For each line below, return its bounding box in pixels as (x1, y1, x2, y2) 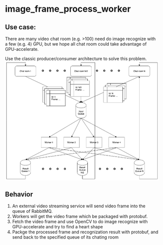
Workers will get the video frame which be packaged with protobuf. (12, 214, 148, 220)
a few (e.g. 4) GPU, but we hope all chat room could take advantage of (5, 41, 147, 47)
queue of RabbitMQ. (12, 208, 53, 214)
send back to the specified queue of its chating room (12, 234, 119, 240)
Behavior (5, 190, 33, 199)
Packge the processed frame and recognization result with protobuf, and (12, 229, 159, 235)
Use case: (5, 23, 36, 31)
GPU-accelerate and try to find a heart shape (12, 224, 103, 230)
